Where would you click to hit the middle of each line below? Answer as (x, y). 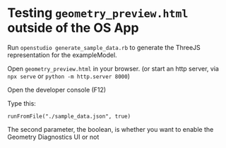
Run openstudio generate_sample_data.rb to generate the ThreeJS (104, 47)
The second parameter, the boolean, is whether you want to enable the (111, 129)
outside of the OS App (73, 28)
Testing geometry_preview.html (98, 13)
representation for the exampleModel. (63, 55)
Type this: (22, 103)
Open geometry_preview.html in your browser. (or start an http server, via (113, 68)
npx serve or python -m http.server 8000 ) (69, 76)
